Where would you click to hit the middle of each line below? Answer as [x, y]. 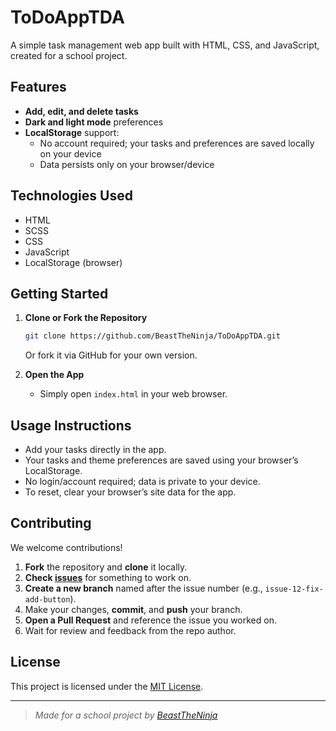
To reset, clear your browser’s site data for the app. [130, 492]
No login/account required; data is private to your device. [142, 482]
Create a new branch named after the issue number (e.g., [143, 588]
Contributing [51, 523]
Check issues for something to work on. [108, 577]
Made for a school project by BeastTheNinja [126, 715]
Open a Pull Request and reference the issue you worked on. [150, 620]
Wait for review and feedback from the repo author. [130, 630]
